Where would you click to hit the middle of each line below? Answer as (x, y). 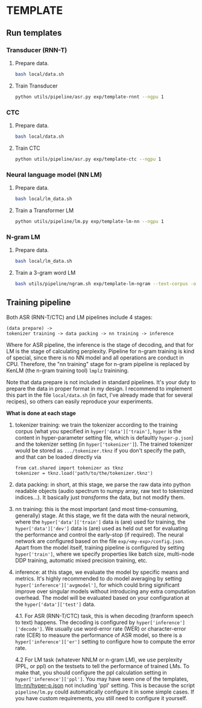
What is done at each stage (41, 413)
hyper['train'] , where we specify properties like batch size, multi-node (105, 554)
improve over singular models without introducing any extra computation (105, 591)
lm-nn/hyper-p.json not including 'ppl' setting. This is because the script (105, 685)
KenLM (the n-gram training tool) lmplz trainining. (68, 370)
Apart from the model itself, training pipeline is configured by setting (100, 547)
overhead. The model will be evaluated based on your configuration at (102, 597)
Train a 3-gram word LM (45, 272)
